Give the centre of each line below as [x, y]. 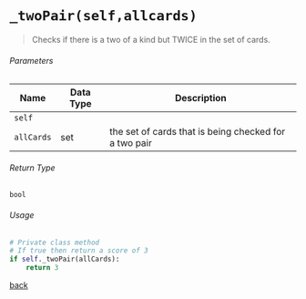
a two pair [130, 143]
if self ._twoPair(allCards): [65, 259]
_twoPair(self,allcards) [103, 16]
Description [201, 98]
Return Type [33, 168]
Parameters [31, 60]
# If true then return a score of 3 [79, 251]
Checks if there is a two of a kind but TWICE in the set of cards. [151, 39]
